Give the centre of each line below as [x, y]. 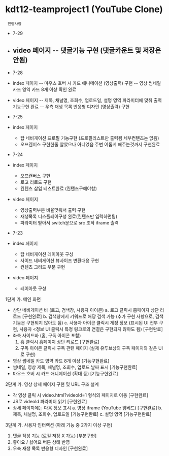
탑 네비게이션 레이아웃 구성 [47, 254]
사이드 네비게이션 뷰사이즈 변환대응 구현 [60, 260]
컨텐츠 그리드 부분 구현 [43, 267]
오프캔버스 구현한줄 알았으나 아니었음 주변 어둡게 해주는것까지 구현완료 [90, 144]
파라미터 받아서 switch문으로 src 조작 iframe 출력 [70, 222]
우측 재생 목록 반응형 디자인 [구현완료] [50, 448]
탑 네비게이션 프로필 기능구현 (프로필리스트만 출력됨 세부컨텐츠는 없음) [90, 138]
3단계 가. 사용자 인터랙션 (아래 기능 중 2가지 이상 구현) [59, 425]
